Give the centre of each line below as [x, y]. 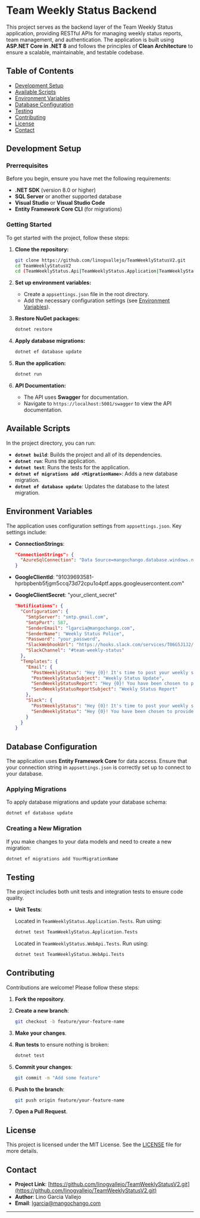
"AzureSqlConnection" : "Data [57, 560]
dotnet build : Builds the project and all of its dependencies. [88, 454]
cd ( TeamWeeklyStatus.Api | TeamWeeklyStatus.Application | [87, 271]
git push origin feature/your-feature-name [70, 1100]
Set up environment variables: [53, 283]
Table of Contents [40, 71]
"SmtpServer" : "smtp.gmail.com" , [67, 617]
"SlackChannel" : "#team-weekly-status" [75, 650]
